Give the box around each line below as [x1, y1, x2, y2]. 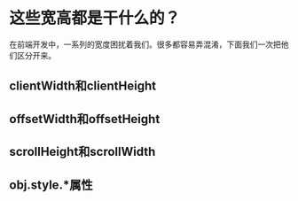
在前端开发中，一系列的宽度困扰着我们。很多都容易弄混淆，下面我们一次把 [9, 39, 281, 50]
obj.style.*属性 [9, 177, 93, 192]
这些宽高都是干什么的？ [9, 8, 181, 28]
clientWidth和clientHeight [9, 79, 157, 94]
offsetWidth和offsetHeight [9, 112, 161, 127]
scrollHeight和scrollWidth [9, 144, 156, 159]
